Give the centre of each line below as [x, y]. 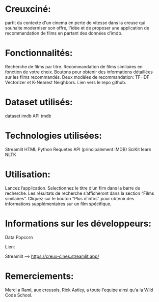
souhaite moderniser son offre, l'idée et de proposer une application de [77, 28]
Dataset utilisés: [39, 102]
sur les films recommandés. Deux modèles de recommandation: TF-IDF [77, 77]
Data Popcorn [19, 237]
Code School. [19, 295]
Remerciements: [40, 276]
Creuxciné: [28, 9]
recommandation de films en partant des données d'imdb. [64, 33]
